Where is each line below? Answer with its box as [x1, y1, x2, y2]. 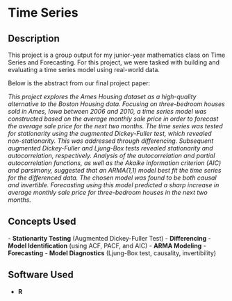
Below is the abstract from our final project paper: [8, 79, 151, 87]
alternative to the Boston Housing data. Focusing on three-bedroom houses [8, 100, 225, 108]
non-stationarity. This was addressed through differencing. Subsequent [8, 137, 214, 145]
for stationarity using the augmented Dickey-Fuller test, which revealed [8, 130, 212, 137]
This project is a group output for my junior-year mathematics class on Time [8, 51, 226, 59]
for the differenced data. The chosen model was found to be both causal [8, 173, 217, 182]
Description [8, 33, 60, 44]
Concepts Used [8, 216, 76, 227]
